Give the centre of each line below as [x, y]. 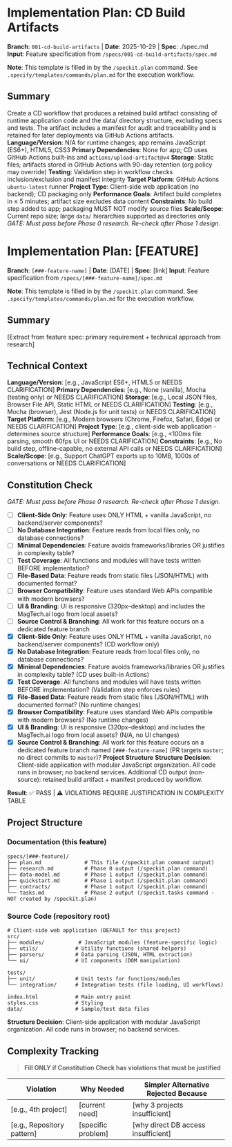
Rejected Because [177, 1093]
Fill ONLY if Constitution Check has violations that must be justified [122, 1067]
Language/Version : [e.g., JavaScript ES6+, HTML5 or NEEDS [95, 382]
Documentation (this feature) [57, 842]
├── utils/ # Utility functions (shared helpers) [97, 949]
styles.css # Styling [55, 1003]
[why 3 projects [158, 1105]
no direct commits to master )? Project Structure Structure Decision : [114, 758]
